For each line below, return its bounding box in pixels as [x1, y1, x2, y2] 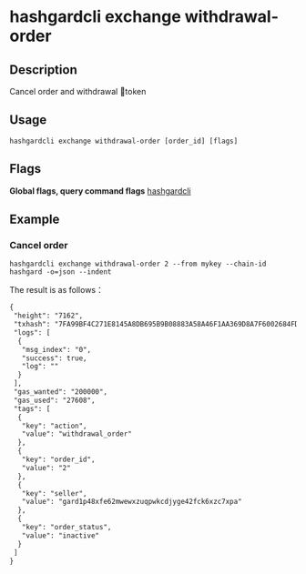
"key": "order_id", [21, 455, 96, 465]
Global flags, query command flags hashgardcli [9, 185, 191, 196]
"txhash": [13, 320, 51, 329]
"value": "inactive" [21, 530, 100, 540]
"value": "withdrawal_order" [21, 429, 132, 438]
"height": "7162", [13, 311, 84, 320]
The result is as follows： [9, 285, 105, 296]
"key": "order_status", [21, 523, 112, 532]
